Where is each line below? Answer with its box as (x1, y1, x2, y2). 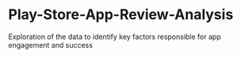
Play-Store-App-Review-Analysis (8, 6, 234, 24)
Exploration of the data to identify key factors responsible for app (8, 32, 221, 41)
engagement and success (8, 40, 94, 49)
